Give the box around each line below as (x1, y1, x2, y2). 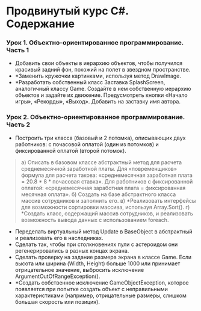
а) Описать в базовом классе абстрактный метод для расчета (20, 158, 182, 166)
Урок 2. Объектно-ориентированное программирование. (6, 113, 185, 122)
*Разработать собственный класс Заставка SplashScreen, (14, 79, 165, 86)
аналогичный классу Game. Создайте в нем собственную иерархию (14, 85, 191, 93)
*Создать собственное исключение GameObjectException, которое (14, 279, 189, 286)
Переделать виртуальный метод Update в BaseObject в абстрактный (14, 227, 193, 235)
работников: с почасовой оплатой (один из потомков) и (14, 140, 159, 148)
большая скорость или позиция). (14, 298, 100, 305)
